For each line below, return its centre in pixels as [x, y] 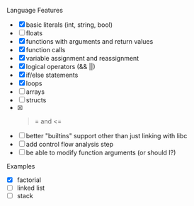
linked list [31, 188]
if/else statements [52, 75]
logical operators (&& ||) [61, 67]
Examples [21, 166]
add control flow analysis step [70, 144]
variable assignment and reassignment [82, 58]
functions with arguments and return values [90, 41]
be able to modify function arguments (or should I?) [101, 152]
